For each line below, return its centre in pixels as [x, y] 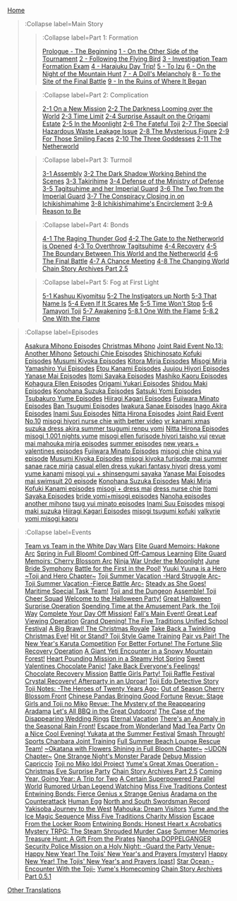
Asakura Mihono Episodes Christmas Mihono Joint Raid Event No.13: [124, 346]
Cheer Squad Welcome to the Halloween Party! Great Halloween [118, 599]
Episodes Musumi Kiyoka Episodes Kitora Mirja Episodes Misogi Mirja [126, 361]
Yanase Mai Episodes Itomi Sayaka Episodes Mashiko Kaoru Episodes [126, 376]
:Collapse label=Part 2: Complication [95, 95]
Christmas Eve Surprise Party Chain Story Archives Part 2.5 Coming [123, 771]
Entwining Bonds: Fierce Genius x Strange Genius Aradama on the [121, 794]
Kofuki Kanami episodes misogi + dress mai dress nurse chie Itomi [121, 488]
